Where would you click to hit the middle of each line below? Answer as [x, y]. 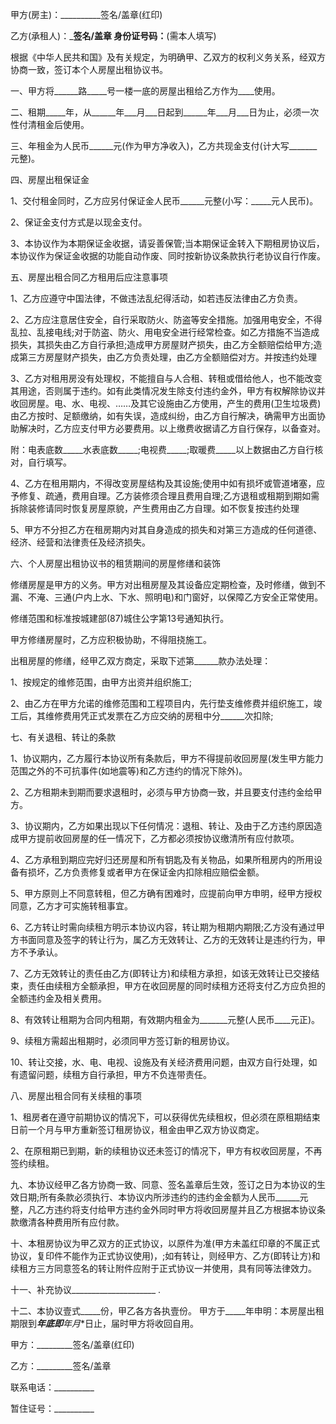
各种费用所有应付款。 [80, 1222]
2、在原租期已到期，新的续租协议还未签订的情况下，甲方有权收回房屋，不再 [166, 1151]
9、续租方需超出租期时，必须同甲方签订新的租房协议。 [122, 1041]
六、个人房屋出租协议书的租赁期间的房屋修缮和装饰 [115, 563]
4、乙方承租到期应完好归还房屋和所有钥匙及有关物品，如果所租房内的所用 [162, 859]
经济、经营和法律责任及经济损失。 [80, 542]
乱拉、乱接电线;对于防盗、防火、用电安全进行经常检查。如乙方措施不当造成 [165, 332]
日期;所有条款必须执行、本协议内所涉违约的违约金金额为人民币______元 [163, 1197]
